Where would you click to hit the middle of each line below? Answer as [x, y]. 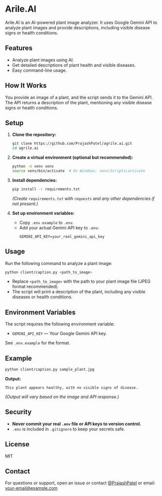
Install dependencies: [35, 180]
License [17, 444]
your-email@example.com [31, 488]
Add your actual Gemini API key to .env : [59, 228]
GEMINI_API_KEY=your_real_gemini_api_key [62, 237]
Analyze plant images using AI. [43, 60]
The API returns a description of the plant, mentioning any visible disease [79, 102]
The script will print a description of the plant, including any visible [79, 292]
